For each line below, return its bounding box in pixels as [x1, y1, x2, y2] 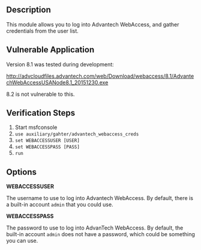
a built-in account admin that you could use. [6, 201, 113, 208]
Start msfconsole [14, 123, 58, 131]
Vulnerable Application [6, 45, 95, 55]
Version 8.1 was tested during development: [6, 60, 114, 68]
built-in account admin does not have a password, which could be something [6, 231, 195, 238]
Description [6, 5, 51, 15]
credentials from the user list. [6, 27, 79, 34]
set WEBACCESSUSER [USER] [14, 138, 80, 144]
